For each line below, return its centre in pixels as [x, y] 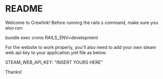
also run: [14, 27]
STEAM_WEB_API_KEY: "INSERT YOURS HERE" [54, 62]
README [24, 9]
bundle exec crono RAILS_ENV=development [52, 37]
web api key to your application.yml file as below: [56, 52]
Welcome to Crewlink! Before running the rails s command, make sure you [82, 22]
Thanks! [14, 72]
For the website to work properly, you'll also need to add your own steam [81, 47]
